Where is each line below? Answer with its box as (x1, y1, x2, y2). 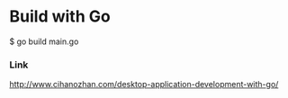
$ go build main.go (9, 36, 79, 47)
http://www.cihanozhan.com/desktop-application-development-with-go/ (9, 79, 279, 90)
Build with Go (9, 6, 111, 27)
